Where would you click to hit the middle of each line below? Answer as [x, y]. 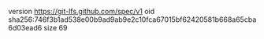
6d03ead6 [25, 28]
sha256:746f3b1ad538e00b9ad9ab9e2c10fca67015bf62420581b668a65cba [132, 19]
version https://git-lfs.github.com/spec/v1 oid [82, 11]
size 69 [56, 28]
